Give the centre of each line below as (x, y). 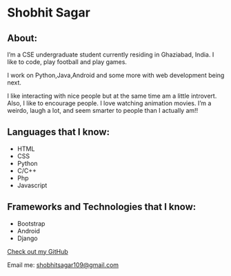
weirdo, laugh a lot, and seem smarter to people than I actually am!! (103, 110)
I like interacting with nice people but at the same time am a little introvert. (112, 96)
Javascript (32, 185)
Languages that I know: (59, 132)
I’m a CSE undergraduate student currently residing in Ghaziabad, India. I (111, 54)
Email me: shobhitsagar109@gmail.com (63, 265)
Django (27, 238)
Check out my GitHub (38, 251)
